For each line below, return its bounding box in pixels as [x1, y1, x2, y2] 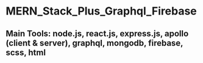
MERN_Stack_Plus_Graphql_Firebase [5, 4, 198, 18]
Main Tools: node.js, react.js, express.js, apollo [5, 28, 189, 39]
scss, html [5, 47, 46, 58]
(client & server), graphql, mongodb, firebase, [5, 38, 183, 48]
